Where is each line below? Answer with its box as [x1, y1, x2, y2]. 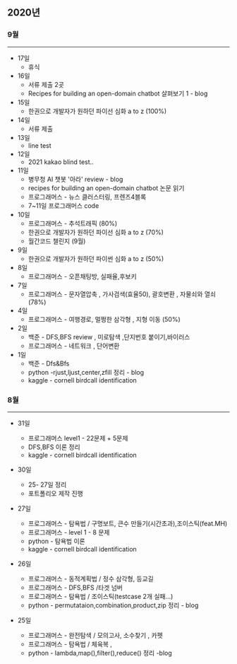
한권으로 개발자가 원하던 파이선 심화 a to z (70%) [28, 228, 164, 236]
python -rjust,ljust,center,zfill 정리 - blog [28, 368, 145, 376]
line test [28, 141, 51, 150]
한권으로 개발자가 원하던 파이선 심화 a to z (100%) [28, 107, 167, 115]
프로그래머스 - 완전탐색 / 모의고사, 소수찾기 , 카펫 [28, 631, 164, 639]
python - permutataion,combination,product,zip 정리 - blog [28, 600, 199, 610]
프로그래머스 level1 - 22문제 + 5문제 [28, 433, 128, 442]
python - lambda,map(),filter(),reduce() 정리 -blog [28, 648, 173, 657]
